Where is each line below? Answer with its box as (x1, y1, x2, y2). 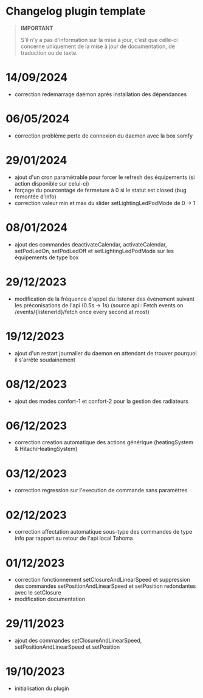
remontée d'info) (14, 193, 57, 200)
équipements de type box (14, 254, 79, 261)
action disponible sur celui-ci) (14, 180, 89, 187)
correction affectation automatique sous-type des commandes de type (14, 528, 193, 536)
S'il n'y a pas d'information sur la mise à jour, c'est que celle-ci (20, 36, 178, 43)
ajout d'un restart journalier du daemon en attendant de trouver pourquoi (14, 349, 197, 357)
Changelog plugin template (5, 4, 146, 18)
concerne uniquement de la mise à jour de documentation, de (20, 43, 176, 50)
